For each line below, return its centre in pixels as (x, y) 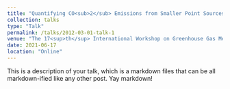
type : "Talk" (26, 26)
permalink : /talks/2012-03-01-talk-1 (61, 33)
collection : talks (33, 20)
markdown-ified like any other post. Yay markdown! (80, 78)
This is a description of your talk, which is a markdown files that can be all (111, 71)
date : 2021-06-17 (32, 45)
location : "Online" (35, 52)
